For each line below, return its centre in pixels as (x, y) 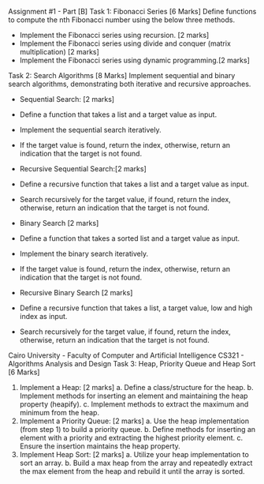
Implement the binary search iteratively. (84, 253)
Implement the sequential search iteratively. (90, 130)
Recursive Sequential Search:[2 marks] (83, 169)
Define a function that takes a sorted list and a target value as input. (130, 238)
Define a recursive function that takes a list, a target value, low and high (136, 308)
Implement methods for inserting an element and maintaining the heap (134, 396)
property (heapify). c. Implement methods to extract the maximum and (134, 404)
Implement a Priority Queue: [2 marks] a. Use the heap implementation (134, 421)
